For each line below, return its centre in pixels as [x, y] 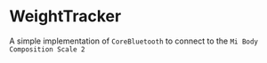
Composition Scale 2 [48, 49]
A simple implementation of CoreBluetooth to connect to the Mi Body [134, 41]
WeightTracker [65, 16]
